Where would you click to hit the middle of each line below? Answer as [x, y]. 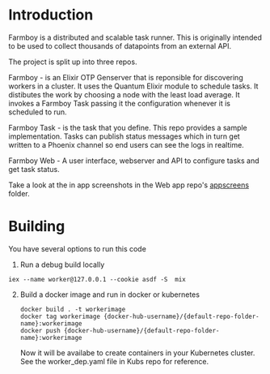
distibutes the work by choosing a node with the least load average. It [124, 94]
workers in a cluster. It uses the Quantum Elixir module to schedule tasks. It [133, 86]
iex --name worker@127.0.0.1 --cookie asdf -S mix [97, 279]
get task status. [34, 169]
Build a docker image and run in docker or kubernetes [110, 294]
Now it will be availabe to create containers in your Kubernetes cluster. [137, 353]
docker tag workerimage [60, 316]
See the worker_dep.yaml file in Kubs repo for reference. [114, 361]
